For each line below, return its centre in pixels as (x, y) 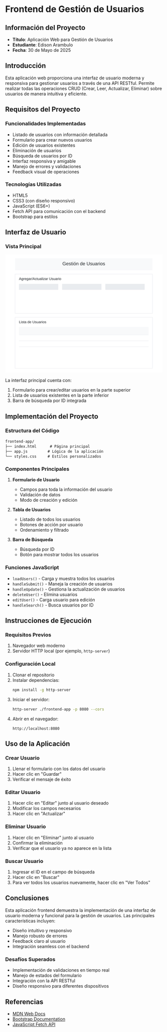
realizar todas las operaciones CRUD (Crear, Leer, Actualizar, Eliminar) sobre (83, 88)
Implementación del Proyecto (52, 416)
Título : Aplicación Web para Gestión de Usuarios (63, 39)
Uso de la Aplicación (38, 743)
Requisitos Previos (28, 635)
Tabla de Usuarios (31, 510)
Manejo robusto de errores (40, 936)
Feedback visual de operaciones (46, 172)
